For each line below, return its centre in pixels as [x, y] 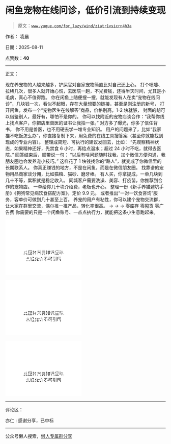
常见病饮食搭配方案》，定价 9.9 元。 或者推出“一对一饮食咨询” [89, 193]
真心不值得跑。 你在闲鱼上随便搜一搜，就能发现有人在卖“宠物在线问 [89, 97]
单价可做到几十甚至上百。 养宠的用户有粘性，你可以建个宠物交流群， [91, 199]
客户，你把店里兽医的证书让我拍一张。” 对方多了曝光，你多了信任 [86, 122]
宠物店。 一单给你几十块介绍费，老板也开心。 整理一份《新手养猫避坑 [87, 186]
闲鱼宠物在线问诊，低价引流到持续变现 [86, 10]
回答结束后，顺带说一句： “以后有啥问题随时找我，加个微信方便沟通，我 [90, 155]
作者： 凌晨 [17, 36]
